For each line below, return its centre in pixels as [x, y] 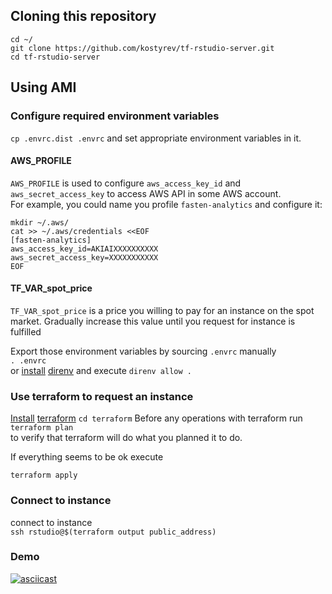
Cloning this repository [83, 16]
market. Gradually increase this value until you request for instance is [153, 321]
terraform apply [44, 475]
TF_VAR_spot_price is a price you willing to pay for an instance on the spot [162, 310]
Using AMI [43, 87]
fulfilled [26, 331]
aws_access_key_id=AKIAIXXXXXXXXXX [84, 249]
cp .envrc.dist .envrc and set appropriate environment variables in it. [156, 138]
